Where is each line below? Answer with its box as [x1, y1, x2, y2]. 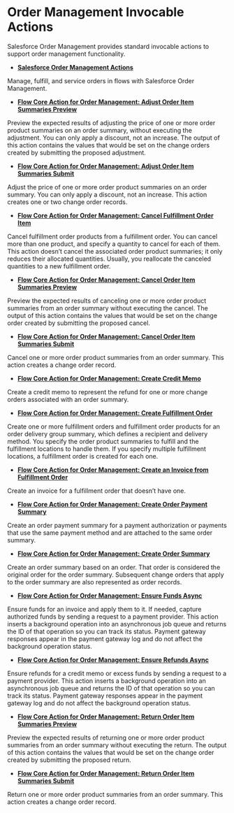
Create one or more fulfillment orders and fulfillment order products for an [7, 422, 220, 431]
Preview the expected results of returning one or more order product [7, 733, 205, 742]
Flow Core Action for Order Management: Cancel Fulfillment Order [17, 211, 214, 220]
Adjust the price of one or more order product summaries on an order [7, 182, 207, 191]
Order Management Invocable [7, 4, 184, 20]
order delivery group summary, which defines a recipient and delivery [7, 429, 208, 438]
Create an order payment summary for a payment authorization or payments [7, 521, 227, 529]
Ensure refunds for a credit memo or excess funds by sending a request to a [7, 669, 227, 677]
